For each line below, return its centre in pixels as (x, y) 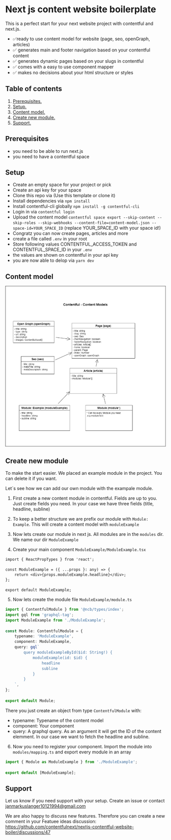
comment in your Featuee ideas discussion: (51, 822)
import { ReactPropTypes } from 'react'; (50, 559)
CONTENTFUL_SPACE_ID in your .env (52, 250)
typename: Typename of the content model (58, 720)
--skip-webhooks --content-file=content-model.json (94, 223)
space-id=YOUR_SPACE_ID (38, 228)
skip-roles (24, 223)
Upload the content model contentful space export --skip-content (84, 217)
